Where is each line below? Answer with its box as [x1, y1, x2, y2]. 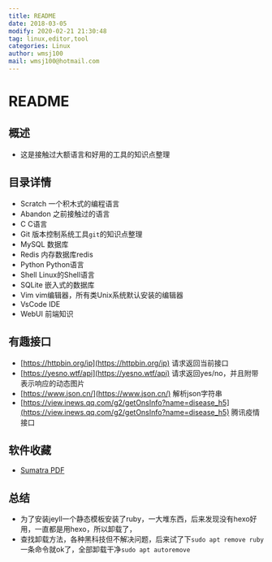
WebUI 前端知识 [19, 309, 74, 318]
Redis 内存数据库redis [19, 249, 93, 259]
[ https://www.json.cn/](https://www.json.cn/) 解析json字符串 [19, 388, 222, 398]
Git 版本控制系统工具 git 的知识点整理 [19, 229, 143, 239]
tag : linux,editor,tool [8, 34, 89, 43]
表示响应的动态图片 [19, 378, 85, 388]
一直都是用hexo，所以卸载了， [34, 525, 136, 534]
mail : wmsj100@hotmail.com [8, 58, 100, 66]
